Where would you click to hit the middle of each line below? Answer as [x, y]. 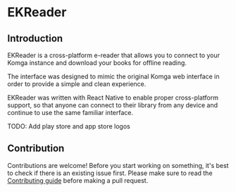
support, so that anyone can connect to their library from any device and [113, 105]
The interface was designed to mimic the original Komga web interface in [113, 76]
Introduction [35, 38]
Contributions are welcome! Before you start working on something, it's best [118, 165]
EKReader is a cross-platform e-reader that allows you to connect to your [114, 55]
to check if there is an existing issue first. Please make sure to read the [110, 173]
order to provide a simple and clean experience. [77, 84]
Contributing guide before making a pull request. [78, 180]
